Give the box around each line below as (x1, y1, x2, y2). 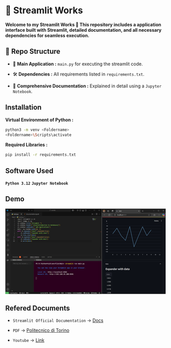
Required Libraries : (5, 142, 48, 148)
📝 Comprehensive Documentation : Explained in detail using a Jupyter (12, 83, 162, 89)
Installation (5, 103, 42, 112)
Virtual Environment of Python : (5, 117, 74, 123)
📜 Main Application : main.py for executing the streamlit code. (12, 61, 143, 67)
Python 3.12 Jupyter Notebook (5, 181, 69, 186)
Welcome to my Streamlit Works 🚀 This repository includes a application (5, 21, 161, 28)
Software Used (5, 166, 53, 175)
